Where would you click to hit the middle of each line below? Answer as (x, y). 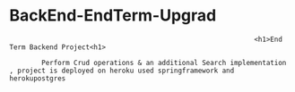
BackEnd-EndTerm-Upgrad (113, 16)
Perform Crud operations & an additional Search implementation (164, 63)
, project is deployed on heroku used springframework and (122, 71)
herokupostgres (38, 78)
